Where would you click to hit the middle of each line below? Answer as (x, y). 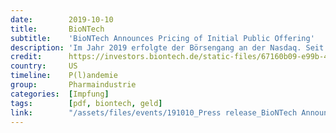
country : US (44, 66)
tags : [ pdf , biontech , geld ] (86, 103)
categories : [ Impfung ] (60, 94)
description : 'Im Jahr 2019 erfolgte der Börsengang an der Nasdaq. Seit (167, 47)
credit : (26, 57)
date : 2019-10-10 (62, 19)
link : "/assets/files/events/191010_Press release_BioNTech (154, 112)
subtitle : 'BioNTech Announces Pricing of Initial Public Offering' (162, 38)
